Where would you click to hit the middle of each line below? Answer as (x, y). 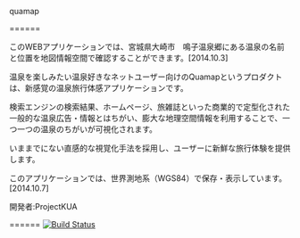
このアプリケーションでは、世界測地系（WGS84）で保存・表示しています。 (148, 178)
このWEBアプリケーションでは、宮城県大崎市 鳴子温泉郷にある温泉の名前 (147, 47)
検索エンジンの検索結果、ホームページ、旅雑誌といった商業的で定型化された (150, 107)
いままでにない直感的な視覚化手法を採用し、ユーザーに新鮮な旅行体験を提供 (150, 148)
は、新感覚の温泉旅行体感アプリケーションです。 (99, 88)
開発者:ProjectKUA (43, 206)
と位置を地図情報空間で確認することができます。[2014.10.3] (119, 58)
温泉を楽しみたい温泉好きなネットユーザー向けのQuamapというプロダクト (146, 77)
